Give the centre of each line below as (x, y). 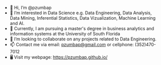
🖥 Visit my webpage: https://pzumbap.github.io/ (59, 57)
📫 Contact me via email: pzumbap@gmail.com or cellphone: (72, 45)
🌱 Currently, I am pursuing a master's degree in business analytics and (82, 29)
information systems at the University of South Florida (65, 34)
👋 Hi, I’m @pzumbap (31, 8)
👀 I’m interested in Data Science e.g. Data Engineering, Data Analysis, (81, 13)
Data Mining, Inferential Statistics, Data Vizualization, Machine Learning (83, 18)
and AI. (17, 23)
